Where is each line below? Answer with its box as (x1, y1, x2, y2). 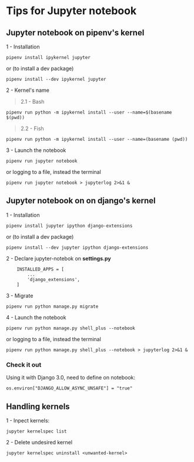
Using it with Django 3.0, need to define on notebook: (6, 374, 136, 381)
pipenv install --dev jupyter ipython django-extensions (6, 245, 149, 250)
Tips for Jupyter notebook (6, 4, 137, 18)
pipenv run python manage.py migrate (6, 303, 99, 309)
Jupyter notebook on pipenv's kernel (6, 28, 145, 38)
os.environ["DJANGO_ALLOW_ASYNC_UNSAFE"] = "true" (6, 385, 133, 391)
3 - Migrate (6, 292, 34, 299)
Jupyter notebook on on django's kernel (6, 196, 156, 206)
